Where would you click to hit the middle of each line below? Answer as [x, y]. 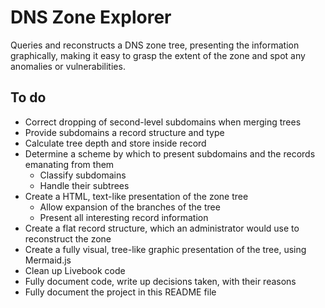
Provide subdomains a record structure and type [124, 132]
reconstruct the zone [68, 238]
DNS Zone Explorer [91, 17]
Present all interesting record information [124, 217]
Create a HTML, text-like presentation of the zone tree [136, 196]
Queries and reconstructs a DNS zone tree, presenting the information [155, 45]
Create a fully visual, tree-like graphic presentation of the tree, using [165, 249]
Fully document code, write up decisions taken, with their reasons [160, 281]
